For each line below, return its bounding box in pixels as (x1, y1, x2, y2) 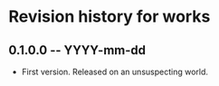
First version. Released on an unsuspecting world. (21, 66, 209, 77)
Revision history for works (8, 6, 211, 27)
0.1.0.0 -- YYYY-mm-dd (8, 43, 147, 58)
